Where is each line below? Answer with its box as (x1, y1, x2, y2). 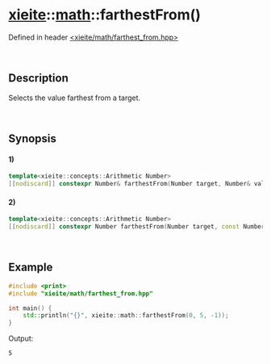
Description (8, 71, 69, 86)
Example (8, 261, 53, 274)
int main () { (8, 304, 52, 312)
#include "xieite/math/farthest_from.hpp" (8, 289, 153, 298)
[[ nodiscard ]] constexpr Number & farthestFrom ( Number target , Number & (8, 180, 251, 188)
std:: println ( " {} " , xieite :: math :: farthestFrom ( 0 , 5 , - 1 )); (23, 312, 229, 320)
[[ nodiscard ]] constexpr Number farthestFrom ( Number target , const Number (8, 223, 265, 231)
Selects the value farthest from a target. (8, 93, 141, 103)
